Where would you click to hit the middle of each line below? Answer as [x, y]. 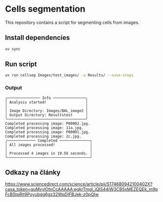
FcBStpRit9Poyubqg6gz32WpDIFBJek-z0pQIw [52, 194]
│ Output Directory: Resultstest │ [47, 115]
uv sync [13, 49]
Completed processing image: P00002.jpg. [48, 123]
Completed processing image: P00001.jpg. [48, 132]
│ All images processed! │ [49, 145]
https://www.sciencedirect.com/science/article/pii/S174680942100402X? [79, 184]
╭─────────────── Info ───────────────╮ [47, 98]
